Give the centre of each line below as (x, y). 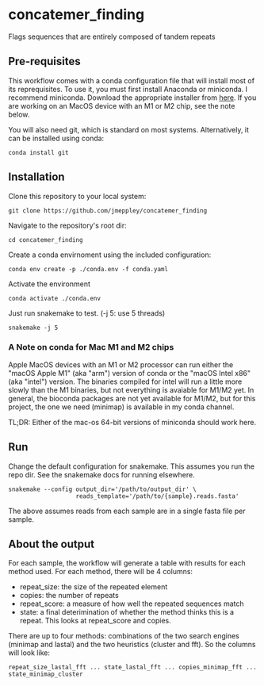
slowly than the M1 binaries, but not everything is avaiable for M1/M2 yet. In (131, 389)
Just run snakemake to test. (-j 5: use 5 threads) (87, 313)
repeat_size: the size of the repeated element (94, 587)
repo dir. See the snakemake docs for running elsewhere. (102, 474)
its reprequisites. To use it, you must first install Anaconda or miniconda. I (128, 89)
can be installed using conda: (56, 138)
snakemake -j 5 (33, 328)
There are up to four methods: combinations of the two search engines (124, 636)
